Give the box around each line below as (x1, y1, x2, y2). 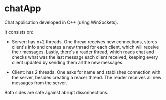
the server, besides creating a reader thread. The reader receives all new (11, 74, 162, 80)
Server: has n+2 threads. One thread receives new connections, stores (11, 38, 157, 45)
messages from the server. (11, 80, 67, 86)
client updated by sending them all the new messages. (11, 59, 124, 65)
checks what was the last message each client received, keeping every (11, 54, 158, 60)
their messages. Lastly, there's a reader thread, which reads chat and (11, 49, 154, 55)
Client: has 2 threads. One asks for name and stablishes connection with (11, 69, 161, 75)
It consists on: (4, 29, 33, 35)
